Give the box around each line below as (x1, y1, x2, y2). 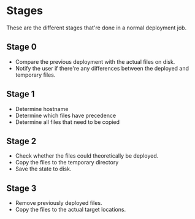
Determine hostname (15, 105, 69, 112)
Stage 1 (6, 89, 35, 99)
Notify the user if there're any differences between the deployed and (15, 64, 189, 72)
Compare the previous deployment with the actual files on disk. (15, 58, 175, 65)
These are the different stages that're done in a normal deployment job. (6, 24, 187, 31)
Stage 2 (6, 136, 37, 146)
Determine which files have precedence (15, 112, 117, 119)
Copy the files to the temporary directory (15, 159, 119, 166)
